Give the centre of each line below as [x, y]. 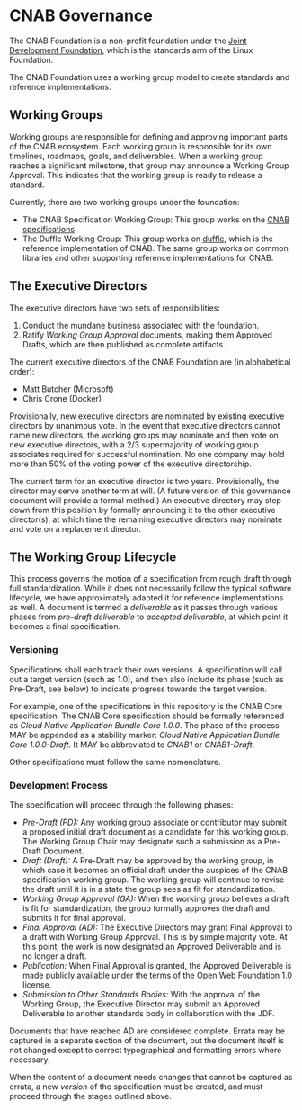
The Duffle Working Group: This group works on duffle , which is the [148, 239]
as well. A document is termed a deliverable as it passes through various [144, 608]
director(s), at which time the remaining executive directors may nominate [146, 519]
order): [22, 371]
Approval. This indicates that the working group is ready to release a [136, 175]
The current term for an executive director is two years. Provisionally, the [144, 481]
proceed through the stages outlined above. [91, 1096]
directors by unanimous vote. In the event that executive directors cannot [145, 425]
